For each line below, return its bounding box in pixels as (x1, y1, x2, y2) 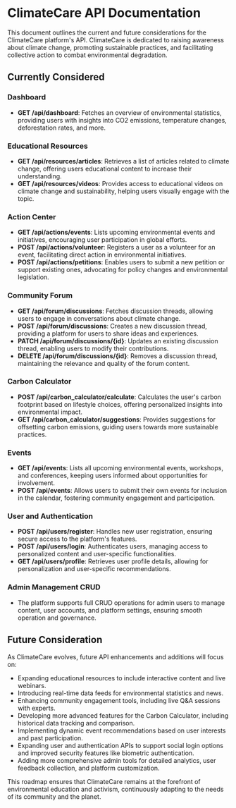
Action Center (7, 212, 56, 221)
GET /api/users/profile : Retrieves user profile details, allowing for (17, 557, 209, 565)
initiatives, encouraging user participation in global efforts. (17, 235, 187, 244)
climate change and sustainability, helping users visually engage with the (17, 187, 230, 195)
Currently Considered (7, 71, 105, 83)
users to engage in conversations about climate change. (17, 314, 181, 322)
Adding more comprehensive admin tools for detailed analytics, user (17, 756, 216, 764)
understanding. (17, 171, 62, 180)
